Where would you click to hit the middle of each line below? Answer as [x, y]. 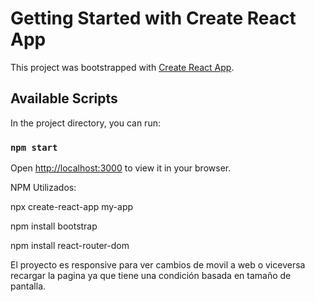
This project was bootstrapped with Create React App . [122, 67]
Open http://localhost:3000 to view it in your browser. [121, 168]
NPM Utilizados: [43, 188]
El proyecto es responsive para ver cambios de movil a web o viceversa [158, 265]
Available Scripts [64, 98]
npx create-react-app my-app [72, 207]
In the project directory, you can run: [85, 123]
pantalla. [28, 286]
